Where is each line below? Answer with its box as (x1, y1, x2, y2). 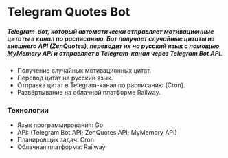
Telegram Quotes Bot (7, 4, 130, 20)
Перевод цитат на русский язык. (16, 74, 113, 82)
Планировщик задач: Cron (16, 135, 95, 144)
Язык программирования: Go (16, 121, 104, 129)
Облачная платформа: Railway (16, 143, 106, 151)
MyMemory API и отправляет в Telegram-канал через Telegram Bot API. (7, 49, 223, 57)
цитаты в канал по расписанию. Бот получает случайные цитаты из (7, 34, 215, 43)
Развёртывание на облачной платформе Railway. (16, 89, 161, 97)
